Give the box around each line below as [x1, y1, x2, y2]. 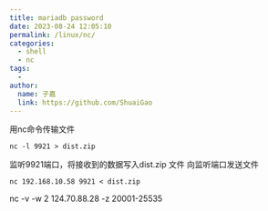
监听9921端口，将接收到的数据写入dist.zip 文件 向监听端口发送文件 [9, 159, 260, 170]
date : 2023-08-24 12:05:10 [9, 22, 112, 31]
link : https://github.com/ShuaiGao [17, 97, 153, 107]
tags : [9, 65, 30, 74]
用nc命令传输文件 [9, 124, 76, 135]
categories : [9, 38, 55, 48]
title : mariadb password [9, 13, 104, 23]
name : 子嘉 [17, 89, 57, 98]
